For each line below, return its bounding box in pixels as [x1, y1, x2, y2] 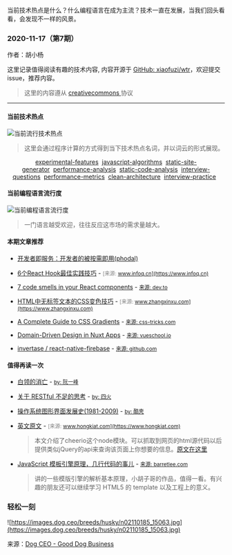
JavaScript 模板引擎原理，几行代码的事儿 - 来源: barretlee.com [17, 460, 188, 468]
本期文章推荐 [7, 237, 43, 246]
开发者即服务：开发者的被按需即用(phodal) [17, 254, 139, 262]
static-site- [165, 158, 197, 166]
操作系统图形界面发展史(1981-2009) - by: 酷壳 [17, 407, 144, 415]
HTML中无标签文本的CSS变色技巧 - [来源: [17, 297, 134, 305]
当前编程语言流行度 [7, 189, 62, 197]
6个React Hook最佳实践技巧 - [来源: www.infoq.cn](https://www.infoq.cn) [17, 269, 209, 277]
